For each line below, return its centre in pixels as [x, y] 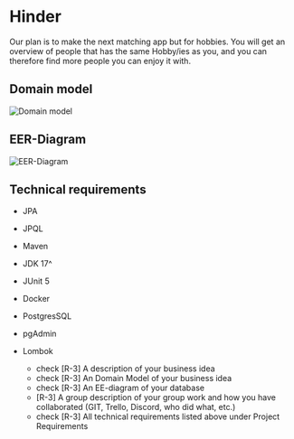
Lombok [38, 351]
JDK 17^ [37, 264]
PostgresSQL [47, 316]
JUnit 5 [36, 281]
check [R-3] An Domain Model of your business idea [134, 378]
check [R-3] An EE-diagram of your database [120, 388]
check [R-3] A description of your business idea [125, 369]
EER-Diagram [48, 140]
